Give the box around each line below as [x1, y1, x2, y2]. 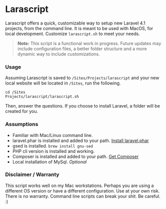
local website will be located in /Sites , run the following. [5, 80, 121, 86]
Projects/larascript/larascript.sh [5, 94, 79, 99]
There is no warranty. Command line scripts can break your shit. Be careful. [5, 193, 161, 199]
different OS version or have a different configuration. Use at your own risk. [5, 187, 160, 193]
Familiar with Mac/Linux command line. [12, 132, 93, 138]
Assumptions [5, 121, 38, 128]
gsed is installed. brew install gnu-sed [12, 142, 93, 148]
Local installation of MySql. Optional [12, 158, 87, 164]
